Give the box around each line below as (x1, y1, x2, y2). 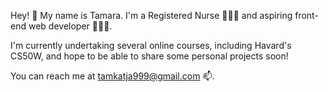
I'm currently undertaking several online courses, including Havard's (10, 40, 292, 51)
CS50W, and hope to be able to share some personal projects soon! (10, 50, 289, 62)
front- (294, 10, 319, 21)
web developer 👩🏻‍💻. (28, 20, 113, 32)
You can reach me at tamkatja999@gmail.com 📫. (10, 70, 215, 82)
